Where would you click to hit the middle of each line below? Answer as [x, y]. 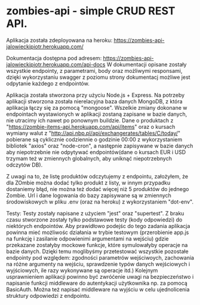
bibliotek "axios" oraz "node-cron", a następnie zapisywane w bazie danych [100, 146]
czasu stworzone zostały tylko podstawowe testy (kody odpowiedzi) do [94, 220]
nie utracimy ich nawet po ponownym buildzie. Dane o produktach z [90, 120]
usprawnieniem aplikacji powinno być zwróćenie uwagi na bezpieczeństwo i [100, 276]
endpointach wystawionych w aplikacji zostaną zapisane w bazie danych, [97, 114]
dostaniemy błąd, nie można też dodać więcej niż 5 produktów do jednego [98, 189]
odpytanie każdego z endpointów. [48, 83]
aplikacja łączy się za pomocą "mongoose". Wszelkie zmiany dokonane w [97, 107]
